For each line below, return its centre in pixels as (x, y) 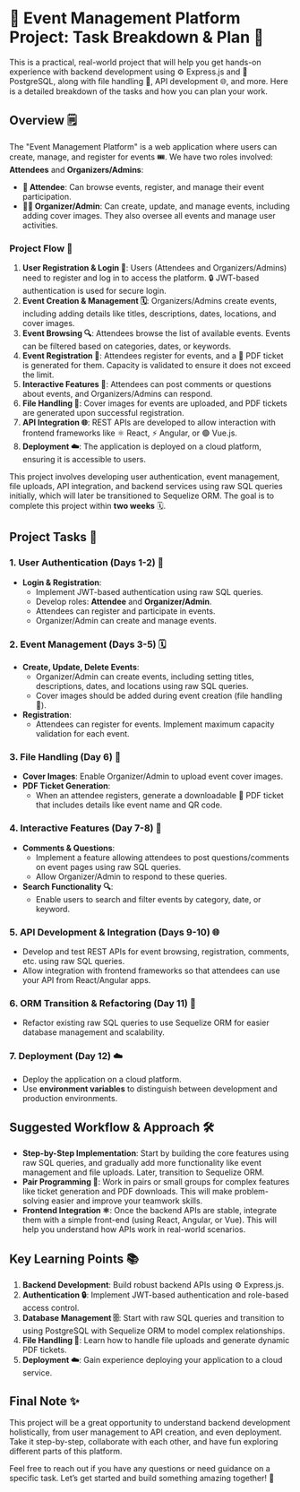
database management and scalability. (94, 1032)
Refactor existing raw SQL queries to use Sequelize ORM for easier (146, 1023)
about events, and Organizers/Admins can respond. (117, 394)
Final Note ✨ (45, 1401)
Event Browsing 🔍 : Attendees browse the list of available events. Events (156, 333)
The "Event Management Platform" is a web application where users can (143, 146)
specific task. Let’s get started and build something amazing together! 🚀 (142, 1478)
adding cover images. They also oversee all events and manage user (149, 215)
